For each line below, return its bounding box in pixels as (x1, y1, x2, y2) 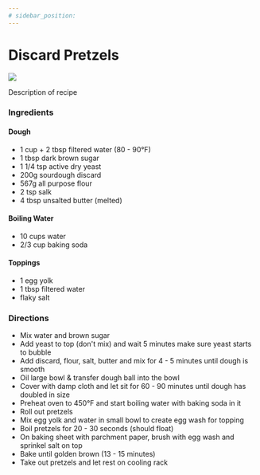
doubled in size (19, 390, 70, 399)
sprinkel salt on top (19, 441, 83, 450)
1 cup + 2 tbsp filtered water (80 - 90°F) (19, 144, 151, 154)
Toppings (8, 258, 41, 268)
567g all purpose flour (19, 179, 93, 188)
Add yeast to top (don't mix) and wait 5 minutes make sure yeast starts (19, 340, 252, 349)
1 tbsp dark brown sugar (19, 153, 99, 163)
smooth (19, 364, 45, 375)
